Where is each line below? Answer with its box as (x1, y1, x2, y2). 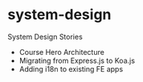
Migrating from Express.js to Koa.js (18, 56, 136, 65)
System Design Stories (7, 32, 84, 41)
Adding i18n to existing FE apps (18, 64, 124, 73)
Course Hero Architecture (18, 47, 105, 57)
